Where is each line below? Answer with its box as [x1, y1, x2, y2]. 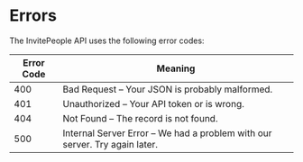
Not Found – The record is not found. [62, 112, 218, 124]
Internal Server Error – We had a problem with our [62, 127, 272, 139]
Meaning [156, 62, 196, 75]
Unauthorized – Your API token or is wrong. [62, 97, 245, 110]
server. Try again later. [62, 138, 159, 150]
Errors [9, 5, 57, 26]
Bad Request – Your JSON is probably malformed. [62, 83, 273, 95]
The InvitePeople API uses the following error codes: [9, 35, 205, 46]
